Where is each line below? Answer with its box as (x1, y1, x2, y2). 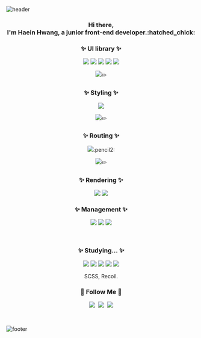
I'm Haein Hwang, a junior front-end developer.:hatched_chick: (7, 28, 196, 36)
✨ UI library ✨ (81, 44, 122, 52)
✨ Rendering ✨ (79, 175, 123, 184)
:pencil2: (93, 146, 116, 153)
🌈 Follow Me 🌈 (80, 287, 122, 296)
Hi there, (88, 20, 114, 29)
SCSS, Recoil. (84, 272, 119, 280)
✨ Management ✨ (74, 205, 128, 214)
